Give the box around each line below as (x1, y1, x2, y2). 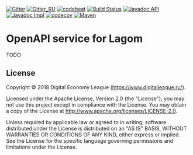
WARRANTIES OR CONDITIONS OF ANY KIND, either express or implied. (6, 131, 180, 138)
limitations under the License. (6, 143, 77, 150)
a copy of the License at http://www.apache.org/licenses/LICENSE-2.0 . (6, 107, 178, 114)
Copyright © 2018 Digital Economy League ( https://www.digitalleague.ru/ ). (6, 83, 186, 90)
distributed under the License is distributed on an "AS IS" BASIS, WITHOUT (6, 125, 187, 132)
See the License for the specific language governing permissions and (6, 137, 174, 144)
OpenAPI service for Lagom (6, 32, 143, 45)
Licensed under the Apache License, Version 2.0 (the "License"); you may (6, 95, 185, 102)
